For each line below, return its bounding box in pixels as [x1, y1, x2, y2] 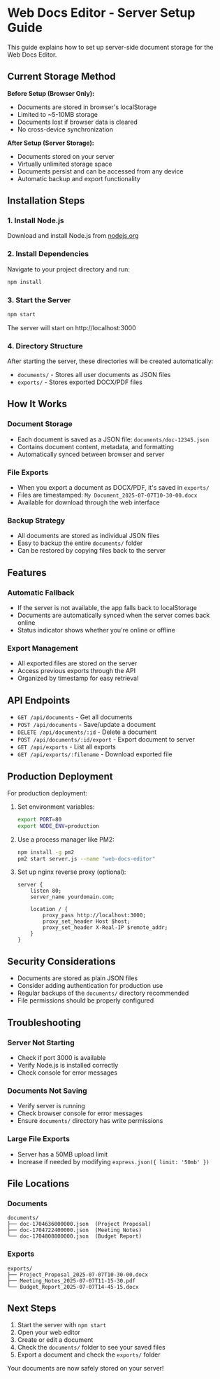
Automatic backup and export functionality [17, 174, 141, 183]
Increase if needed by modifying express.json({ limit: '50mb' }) [17, 1157, 210, 1166]
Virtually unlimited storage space [17, 160, 112, 168]
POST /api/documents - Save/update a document [17, 721, 156, 729]
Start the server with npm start [17, 1321, 107, 1329]
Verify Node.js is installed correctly [17, 1061, 119, 1069]
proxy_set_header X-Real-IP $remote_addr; [43, 924, 168, 931]
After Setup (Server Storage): [7, 139, 94, 147]
